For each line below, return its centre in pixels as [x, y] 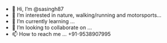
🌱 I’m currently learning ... [43, 21]
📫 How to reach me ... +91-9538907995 [61, 34]
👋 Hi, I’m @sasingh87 [38, 9]
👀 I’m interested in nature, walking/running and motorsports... [86, 15]
